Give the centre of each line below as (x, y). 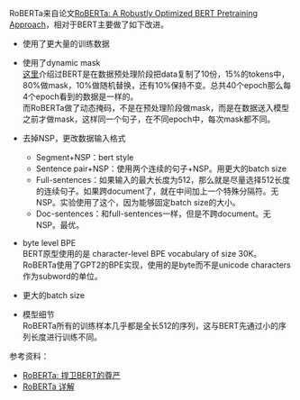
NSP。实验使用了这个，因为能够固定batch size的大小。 (138, 202)
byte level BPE (49, 243)
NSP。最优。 (60, 225)
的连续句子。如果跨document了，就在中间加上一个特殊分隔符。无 (157, 191)
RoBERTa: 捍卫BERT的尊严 (72, 375)
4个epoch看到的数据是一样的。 (80, 96)
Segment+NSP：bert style (85, 157)
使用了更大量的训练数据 (66, 44)
